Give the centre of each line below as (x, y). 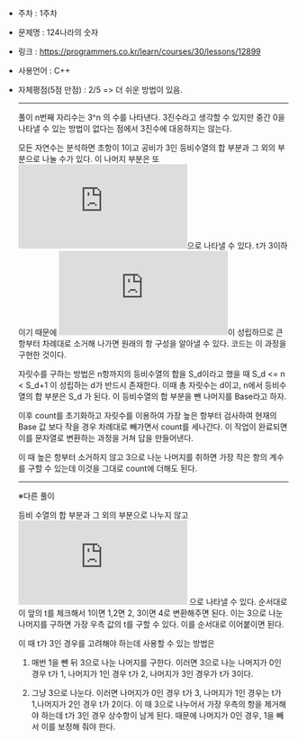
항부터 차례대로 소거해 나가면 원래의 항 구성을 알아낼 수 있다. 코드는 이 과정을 (152, 343)
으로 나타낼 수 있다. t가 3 (230, 245)
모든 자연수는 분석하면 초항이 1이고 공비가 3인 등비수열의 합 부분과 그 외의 (147, 148)
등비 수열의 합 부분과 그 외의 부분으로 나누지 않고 (103, 515)
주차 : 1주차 (37, 13)
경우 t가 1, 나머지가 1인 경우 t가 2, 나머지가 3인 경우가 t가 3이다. (142, 674)
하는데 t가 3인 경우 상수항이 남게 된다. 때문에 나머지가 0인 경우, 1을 (158, 715)
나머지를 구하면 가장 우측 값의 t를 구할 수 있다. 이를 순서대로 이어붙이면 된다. (151, 624)
